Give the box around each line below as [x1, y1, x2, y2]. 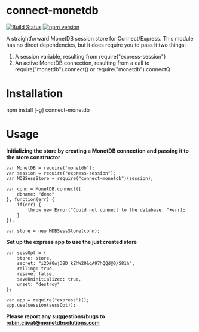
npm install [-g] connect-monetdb [6, 106, 90, 114]
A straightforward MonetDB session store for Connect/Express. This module [6, 35, 194, 42]
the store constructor [6, 153, 61, 160]
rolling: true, [17, 266, 55, 272]
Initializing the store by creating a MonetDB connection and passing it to [6, 147, 189, 154]
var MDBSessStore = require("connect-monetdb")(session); [6, 175, 154, 181]
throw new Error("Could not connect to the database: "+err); [27, 207, 186, 213]
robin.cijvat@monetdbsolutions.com [6, 319, 100, 326]
